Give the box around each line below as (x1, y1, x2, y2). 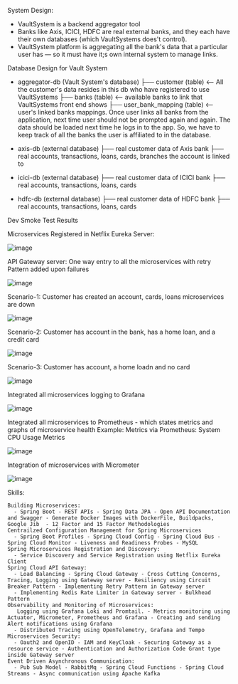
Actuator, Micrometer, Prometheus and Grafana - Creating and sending (7, 614, 221, 621)
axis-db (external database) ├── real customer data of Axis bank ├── (17, 144, 224, 152)
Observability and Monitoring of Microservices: (7, 601, 154, 609)
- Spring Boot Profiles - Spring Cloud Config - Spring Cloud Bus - (13, 533, 221, 540)
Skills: (7, 488, 25, 497)
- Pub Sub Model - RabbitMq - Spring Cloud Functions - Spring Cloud (13, 664, 224, 671)
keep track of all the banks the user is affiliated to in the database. (17, 131, 212, 139)
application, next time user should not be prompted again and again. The (17, 115, 231, 124)
